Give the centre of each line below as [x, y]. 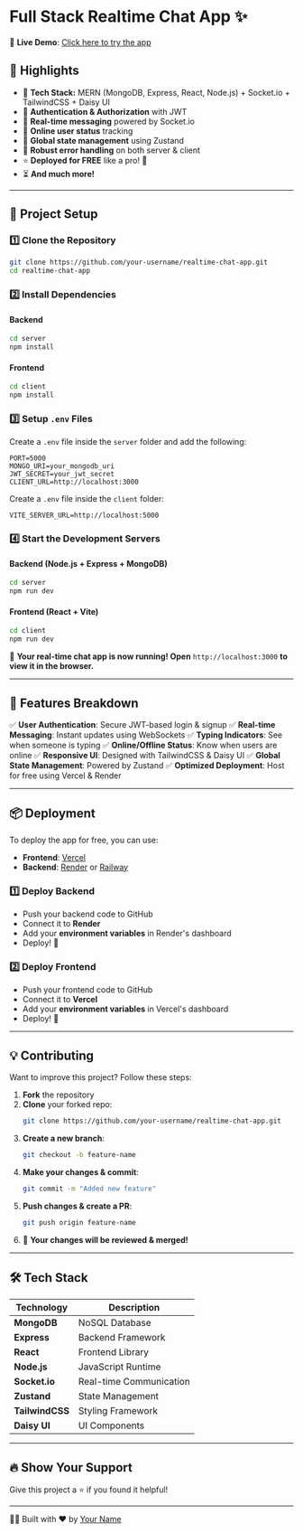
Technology [42, 1308]
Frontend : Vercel [54, 857]
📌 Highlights [44, 71]
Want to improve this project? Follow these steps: [101, 1077]
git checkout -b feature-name [79, 1155]
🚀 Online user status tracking [78, 131]
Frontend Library [113, 1352]
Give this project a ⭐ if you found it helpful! [89, 1490]
